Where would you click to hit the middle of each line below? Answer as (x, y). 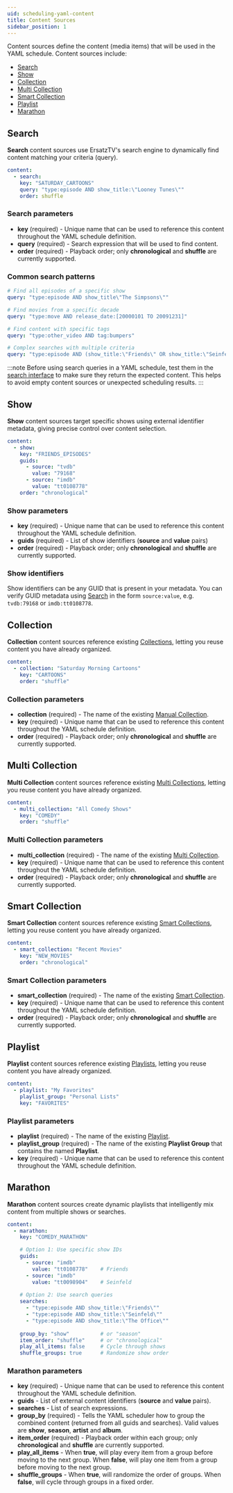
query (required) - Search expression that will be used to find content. (118, 243)
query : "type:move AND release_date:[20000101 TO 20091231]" (97, 316)
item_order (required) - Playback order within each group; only (107, 1438)
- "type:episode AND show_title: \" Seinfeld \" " (94, 1314)
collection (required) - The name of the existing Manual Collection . (113, 715)
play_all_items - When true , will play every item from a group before (115, 1453)
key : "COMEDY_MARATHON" (54, 1237)
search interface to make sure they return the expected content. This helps (114, 375)
